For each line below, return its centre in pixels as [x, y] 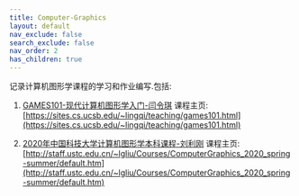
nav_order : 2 [34, 51]
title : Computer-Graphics [58, 18]
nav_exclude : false [46, 34]
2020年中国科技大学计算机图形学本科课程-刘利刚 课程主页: [131, 143]
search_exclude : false [52, 43]
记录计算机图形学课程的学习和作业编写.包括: [91, 86]
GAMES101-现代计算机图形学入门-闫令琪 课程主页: [115, 105]
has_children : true [46, 59]
